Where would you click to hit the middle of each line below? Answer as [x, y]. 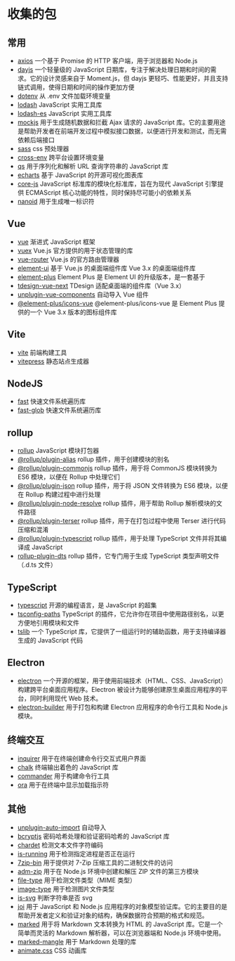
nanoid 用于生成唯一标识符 [56, 201]
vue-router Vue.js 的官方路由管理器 [68, 259]
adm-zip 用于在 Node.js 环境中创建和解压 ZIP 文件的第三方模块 [108, 871]
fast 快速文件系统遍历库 [52, 401]
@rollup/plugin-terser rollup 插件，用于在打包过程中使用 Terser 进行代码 [122, 521]
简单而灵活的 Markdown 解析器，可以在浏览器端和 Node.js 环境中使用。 [121, 933]
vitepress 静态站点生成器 [53, 361]
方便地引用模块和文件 [48, 623]
